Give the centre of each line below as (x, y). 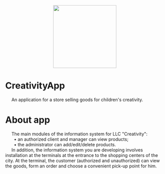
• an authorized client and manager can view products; (71, 139)
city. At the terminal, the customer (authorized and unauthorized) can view (82, 160)
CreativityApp (35, 86)
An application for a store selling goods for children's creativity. (77, 100)
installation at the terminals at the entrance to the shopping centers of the (81, 155)
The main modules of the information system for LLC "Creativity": (79, 134)
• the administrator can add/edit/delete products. (65, 144)
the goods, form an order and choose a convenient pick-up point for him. (81, 166)
